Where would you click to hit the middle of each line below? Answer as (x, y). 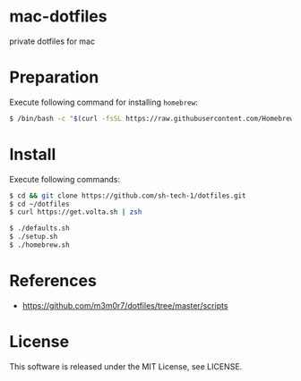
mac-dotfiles (58, 17)
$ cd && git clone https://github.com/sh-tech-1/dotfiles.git (128, 195)
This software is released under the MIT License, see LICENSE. (126, 366)
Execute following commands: (65, 179)
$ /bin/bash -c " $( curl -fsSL (66, 118)
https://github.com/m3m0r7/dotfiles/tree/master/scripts (125, 305)
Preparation (54, 77)
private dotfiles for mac (52, 41)
